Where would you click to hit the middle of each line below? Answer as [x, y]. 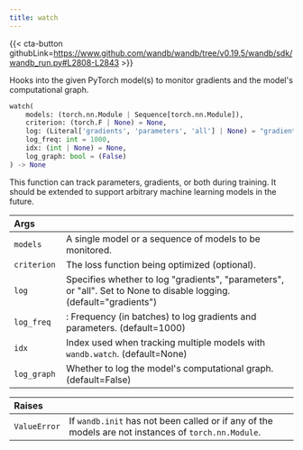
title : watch [34, 18]
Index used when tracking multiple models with [166, 342]
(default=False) [99, 380]
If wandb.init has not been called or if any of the [171, 420]
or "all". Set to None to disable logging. [148, 290]
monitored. [89, 250]
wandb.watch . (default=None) [127, 354]
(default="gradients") [112, 301]
